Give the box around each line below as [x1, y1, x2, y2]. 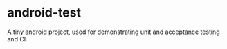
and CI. [7, 35, 28, 43]
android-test [7, 5, 82, 21]
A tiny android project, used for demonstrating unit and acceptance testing [7, 28, 220, 36]
